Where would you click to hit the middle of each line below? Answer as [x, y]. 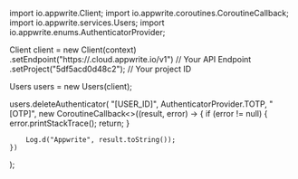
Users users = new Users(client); [71, 86]
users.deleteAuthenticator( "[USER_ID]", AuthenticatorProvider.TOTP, [138, 104]
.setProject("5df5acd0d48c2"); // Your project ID [101, 69]
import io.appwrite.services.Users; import [87, 23]
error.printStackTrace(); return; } [69, 123]
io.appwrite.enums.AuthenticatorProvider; [87, 32]
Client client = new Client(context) [73, 50]
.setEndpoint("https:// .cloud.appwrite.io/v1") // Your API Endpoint [130, 59]
